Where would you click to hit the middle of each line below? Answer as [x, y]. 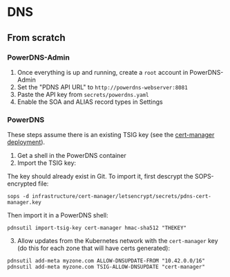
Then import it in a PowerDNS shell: [58, 215]
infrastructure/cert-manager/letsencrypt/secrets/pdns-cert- [122, 197]
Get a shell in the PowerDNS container [71, 156]
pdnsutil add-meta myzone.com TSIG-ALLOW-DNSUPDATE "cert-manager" [106, 267]
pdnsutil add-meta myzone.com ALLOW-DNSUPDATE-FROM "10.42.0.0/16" [106, 261]
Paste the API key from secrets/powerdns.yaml [83, 94]
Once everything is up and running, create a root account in [103, 72]
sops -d [18, 197]
